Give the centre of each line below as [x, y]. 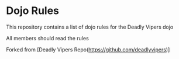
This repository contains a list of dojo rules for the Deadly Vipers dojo [90, 27]
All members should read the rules [47, 38]
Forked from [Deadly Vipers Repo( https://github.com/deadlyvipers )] [88, 49]
